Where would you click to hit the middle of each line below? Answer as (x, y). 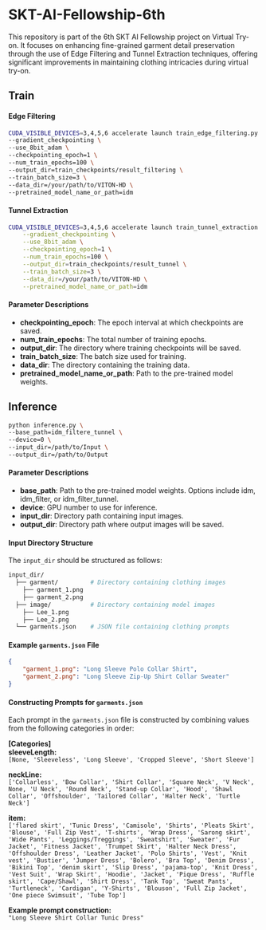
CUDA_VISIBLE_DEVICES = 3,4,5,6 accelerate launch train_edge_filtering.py (133, 133)
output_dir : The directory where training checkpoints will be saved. (130, 348)
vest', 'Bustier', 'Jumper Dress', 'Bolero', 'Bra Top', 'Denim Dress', (131, 861)
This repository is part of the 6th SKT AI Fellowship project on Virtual (121, 37)
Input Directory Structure (51, 542)
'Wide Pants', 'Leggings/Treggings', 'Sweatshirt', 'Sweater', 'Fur (124, 840)
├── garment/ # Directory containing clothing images (121, 583)
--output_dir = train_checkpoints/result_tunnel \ (105, 264)
